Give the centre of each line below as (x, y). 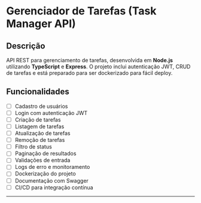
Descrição (26, 46)
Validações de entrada (42, 160)
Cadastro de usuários (41, 106)
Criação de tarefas (38, 119)
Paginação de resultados (45, 153)
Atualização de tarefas (42, 134)
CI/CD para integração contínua (54, 187)
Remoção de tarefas (40, 140)
